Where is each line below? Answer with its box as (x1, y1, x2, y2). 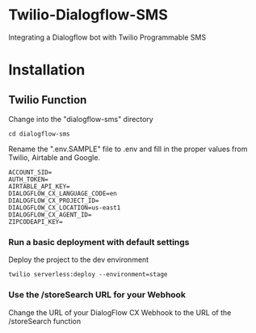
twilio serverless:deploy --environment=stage (8, 271, 168, 279)
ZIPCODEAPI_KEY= (8, 217, 63, 226)
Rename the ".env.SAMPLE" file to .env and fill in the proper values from (8, 144, 248, 154)
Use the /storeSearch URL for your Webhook (8, 289, 186, 301)
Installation (8, 61, 86, 79)
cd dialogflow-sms (8, 129, 70, 138)
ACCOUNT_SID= (8, 168, 52, 176)
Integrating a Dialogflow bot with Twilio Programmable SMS (8, 32, 207, 42)
